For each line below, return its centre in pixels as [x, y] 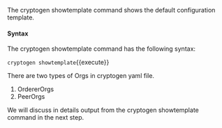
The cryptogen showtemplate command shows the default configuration [111, 10]
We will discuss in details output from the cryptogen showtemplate [103, 110]
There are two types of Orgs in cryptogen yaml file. [81, 76]
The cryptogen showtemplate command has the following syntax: [102, 49]
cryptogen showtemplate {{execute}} [58, 63]
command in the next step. [46, 118]
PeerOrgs [31, 97]
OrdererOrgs [36, 89]
